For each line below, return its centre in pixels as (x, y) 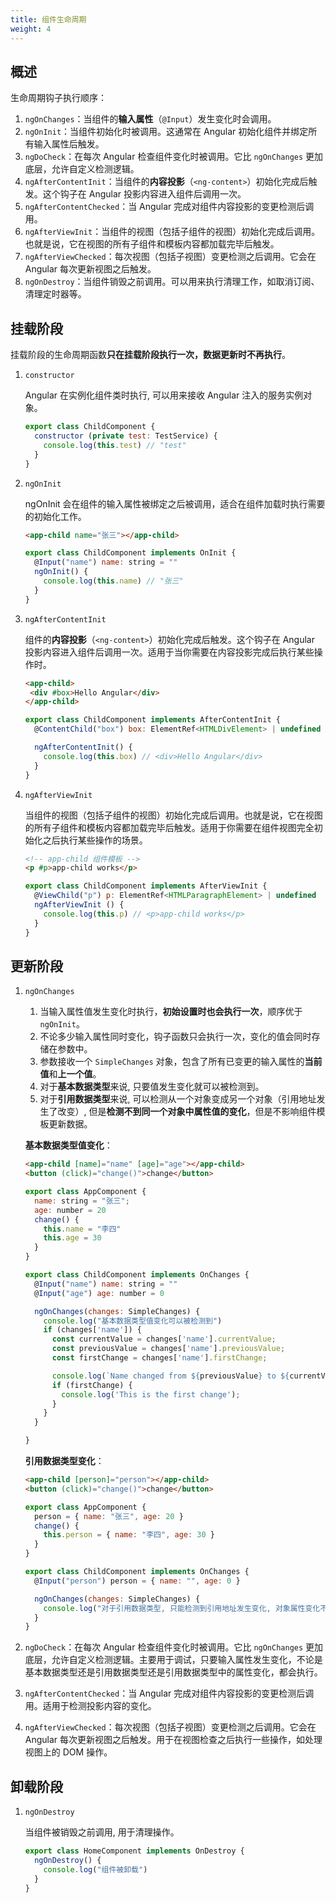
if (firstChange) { (92, 1385)
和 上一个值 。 (75, 1074)
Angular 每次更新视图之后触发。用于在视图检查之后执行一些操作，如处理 (173, 1740)
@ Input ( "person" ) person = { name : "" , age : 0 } (137, 1581)
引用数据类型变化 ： (64, 1461)
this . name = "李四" (82, 1229)
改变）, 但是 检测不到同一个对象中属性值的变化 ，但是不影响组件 (187, 1112)
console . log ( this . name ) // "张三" (113, 581)
